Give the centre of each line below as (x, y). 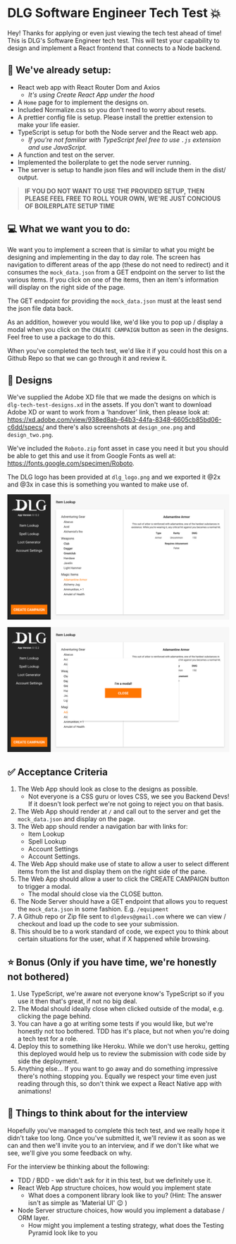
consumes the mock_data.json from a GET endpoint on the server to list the (116, 272)
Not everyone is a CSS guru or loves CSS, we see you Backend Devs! (129, 796)
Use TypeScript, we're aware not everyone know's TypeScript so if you (121, 994)
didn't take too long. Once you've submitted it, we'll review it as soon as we (117, 1137)
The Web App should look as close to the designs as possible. (108, 789)
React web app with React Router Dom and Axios (89, 87)
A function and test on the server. (66, 155)
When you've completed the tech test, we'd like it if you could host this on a (117, 350)
